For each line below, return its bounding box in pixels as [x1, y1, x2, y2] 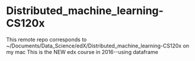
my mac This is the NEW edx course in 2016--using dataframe [6, 48, 158, 55]
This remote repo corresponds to [6, 36, 87, 43]
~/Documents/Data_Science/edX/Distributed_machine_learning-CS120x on [6, 42, 190, 49]
